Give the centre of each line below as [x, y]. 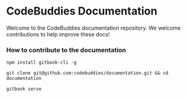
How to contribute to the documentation [66, 50]
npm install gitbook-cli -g [42, 63]
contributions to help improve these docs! [58, 34]
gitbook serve [24, 89]
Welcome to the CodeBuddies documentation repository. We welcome [93, 28]
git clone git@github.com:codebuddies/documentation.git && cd [87, 73]
